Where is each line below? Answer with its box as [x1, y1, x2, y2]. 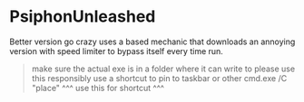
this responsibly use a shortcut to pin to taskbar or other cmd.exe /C [31, 72, 288, 83]
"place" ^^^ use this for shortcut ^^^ [31, 82, 165, 93]
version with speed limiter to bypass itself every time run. [9, 45, 224, 56]
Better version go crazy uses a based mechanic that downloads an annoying [9, 36, 296, 47]
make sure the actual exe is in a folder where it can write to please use [31, 63, 296, 74]
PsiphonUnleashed [9, 6, 156, 27]
